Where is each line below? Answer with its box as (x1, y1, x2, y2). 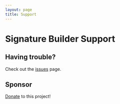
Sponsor (5, 80, 32, 89)
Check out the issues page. (5, 66, 61, 72)
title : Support (5, 12, 37, 17)
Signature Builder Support (5, 33, 116, 45)
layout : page (5, 7, 32, 12)
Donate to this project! (5, 94, 51, 100)
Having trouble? (5, 53, 56, 61)
